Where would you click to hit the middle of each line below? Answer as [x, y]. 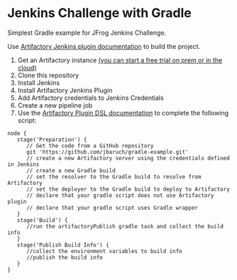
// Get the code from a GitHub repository [90, 146]
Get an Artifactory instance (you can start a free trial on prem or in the [120, 60]
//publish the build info [64, 257]
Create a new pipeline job [55, 105]
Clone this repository [48, 75]
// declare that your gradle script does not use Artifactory [120, 195]
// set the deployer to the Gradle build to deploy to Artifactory [128, 189]
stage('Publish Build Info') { [63, 245]
